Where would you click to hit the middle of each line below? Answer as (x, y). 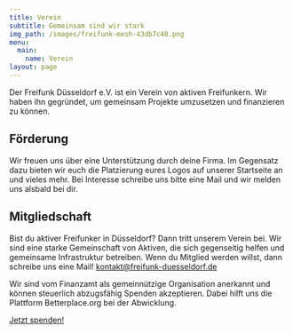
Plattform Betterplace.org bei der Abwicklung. (93, 302)
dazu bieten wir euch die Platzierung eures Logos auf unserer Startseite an (146, 170)
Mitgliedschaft (50, 217)
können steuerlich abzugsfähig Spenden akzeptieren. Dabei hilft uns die (141, 293)
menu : (19, 42)
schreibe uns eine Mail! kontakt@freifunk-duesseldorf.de (113, 266)
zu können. (30, 111)
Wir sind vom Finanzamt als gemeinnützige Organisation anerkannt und (140, 283)
